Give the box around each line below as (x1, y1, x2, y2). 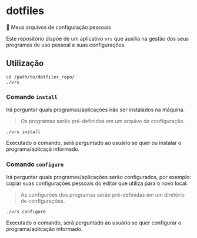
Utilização (6, 58, 44, 68)
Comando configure (6, 160, 64, 168)
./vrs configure (6, 209, 46, 215)
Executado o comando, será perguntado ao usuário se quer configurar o (6, 219, 182, 226)
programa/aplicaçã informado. (6, 146, 80, 153)
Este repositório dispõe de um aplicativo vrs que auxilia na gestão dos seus (6, 35, 189, 42)
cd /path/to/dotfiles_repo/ (6, 74, 75, 80)
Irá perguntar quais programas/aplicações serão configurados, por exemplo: (6, 174, 192, 181)
